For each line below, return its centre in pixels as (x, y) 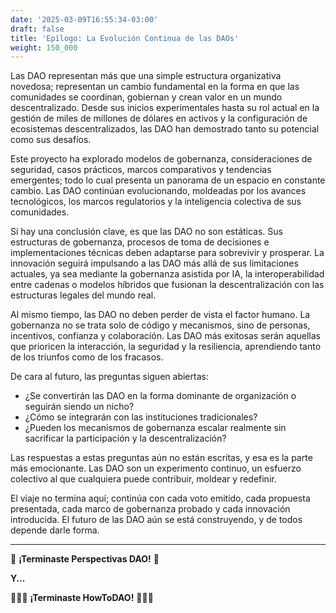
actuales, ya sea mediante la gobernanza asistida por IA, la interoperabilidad (167, 274)
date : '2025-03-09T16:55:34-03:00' (84, 19)
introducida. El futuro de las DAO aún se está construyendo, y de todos (156, 520)
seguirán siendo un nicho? (79, 407)
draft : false (37, 29)
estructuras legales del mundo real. (83, 295)
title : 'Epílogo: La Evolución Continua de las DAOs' (125, 38)
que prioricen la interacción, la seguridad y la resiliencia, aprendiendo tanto (166, 347)
